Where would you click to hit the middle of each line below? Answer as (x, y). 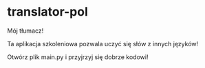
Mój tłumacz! (25, 31)
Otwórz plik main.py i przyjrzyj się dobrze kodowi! (78, 57)
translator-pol (47, 12)
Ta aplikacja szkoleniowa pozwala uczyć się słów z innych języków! (103, 44)
